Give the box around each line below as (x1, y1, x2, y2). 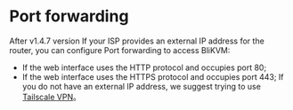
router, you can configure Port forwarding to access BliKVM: (9, 44, 231, 55)
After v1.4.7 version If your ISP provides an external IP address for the (9, 35, 265, 46)
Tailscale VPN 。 (21, 91, 82, 102)
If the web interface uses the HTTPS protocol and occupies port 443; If (21, 71, 284, 82)
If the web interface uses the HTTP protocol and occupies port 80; (21, 62, 267, 73)
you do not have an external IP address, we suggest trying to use (21, 81, 261, 91)
